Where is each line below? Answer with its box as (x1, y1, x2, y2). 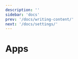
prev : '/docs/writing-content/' (5, 17, 74, 22)
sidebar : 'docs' (5, 12, 40, 17)
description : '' (5, 7, 40, 13)
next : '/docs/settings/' (5, 21, 58, 27)
